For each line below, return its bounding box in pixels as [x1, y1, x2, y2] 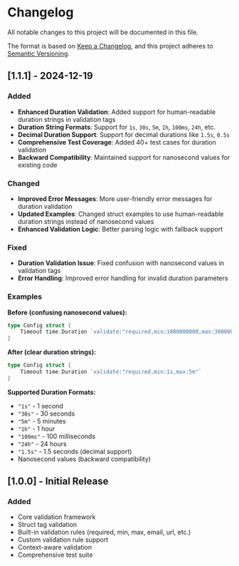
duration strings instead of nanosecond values [17, 217, 154, 225]
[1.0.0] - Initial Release [7, 475, 109, 488]
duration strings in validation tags [17, 115, 116, 123]
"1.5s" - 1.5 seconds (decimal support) [17, 447, 132, 456]
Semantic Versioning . [7, 49, 70, 58]
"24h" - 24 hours [17, 439, 67, 448]
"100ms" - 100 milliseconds [17, 432, 96, 441]
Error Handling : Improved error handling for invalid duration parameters [17, 274, 228, 282]
